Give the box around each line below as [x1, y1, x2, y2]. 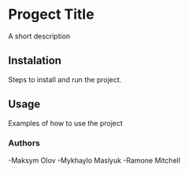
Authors [8, 138, 41, 149]
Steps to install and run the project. [8, 74, 122, 84]
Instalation [8, 54, 61, 67]
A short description [8, 31, 71, 41]
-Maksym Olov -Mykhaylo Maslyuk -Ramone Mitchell [8, 155, 181, 165]
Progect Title [8, 5, 94, 23]
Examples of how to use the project [8, 118, 123, 128]
